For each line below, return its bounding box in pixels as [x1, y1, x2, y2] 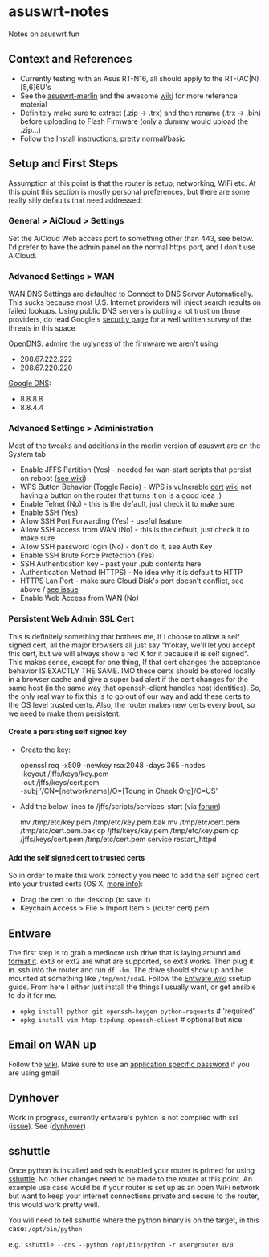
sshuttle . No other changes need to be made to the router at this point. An [8, 1174, 253, 1184]
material [19, 99, 47, 109]
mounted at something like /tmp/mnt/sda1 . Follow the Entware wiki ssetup [8, 973, 251, 983]
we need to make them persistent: [8, 709, 121, 718]
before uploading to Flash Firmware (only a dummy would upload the [19, 116, 249, 126]
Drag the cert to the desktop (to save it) [19, 895, 151, 905]
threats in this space [8, 323, 76, 333]
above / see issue [19, 585, 79, 594]
